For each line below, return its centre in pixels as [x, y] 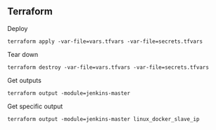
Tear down [23, 54]
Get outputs [25, 80]
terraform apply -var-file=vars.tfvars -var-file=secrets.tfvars [105, 41]
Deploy [18, 28]
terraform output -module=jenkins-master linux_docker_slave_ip [103, 119]
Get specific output [35, 106]
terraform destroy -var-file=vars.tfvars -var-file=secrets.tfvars [108, 67]
